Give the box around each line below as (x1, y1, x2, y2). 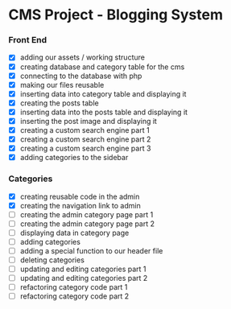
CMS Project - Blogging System (8, 6, 224, 24)
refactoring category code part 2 (19, 291, 130, 301)
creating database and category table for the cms (19, 62, 185, 72)
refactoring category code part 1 (19, 282, 128, 292)
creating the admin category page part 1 (19, 209, 154, 219)
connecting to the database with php (19, 71, 142, 80)
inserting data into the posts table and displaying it (19, 107, 188, 117)
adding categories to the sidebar (19, 153, 129, 163)
